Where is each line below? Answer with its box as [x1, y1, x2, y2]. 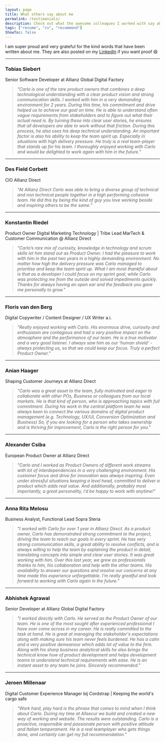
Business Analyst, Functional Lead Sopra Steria [5, 516, 101, 522]
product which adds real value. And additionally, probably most [17, 483, 146, 489]
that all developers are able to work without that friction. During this [17, 123, 155, 129]
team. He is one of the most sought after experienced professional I [17, 621, 155, 627]
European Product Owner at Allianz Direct [5, 453, 89, 458]
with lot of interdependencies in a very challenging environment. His [17, 467, 156, 473]
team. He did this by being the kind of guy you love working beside [17, 197, 153, 203]
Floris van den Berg [5, 303, 53, 310]
